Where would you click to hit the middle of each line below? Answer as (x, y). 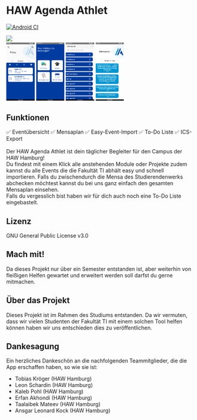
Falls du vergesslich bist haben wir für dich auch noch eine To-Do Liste (94, 196)
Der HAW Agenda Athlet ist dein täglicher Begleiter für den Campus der (94, 152)
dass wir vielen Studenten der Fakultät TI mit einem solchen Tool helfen (94, 321)
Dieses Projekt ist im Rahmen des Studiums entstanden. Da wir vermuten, (97, 315)
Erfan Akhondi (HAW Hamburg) (54, 398)
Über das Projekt (38, 300)
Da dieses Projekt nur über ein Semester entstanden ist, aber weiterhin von (99, 269)
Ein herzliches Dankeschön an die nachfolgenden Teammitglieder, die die (97, 361)
